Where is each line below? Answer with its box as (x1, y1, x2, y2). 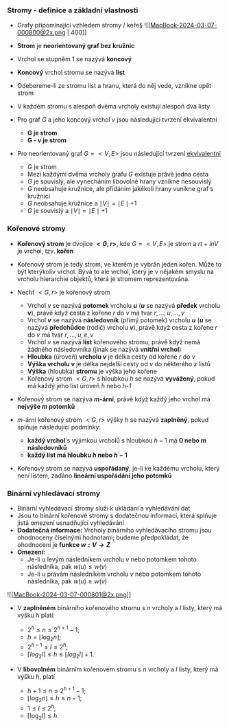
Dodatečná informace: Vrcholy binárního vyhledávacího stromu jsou (16, 526, 212, 534)
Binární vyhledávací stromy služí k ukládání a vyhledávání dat (16, 504, 191, 512)
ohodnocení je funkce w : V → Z (16, 540, 111, 548)
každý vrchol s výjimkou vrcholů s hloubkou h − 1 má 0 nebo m (27, 436, 207, 445)
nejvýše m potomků (16, 402, 75, 410)
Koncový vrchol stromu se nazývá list (16, 68, 125, 77)
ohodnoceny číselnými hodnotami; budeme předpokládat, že (16, 533, 189, 541)
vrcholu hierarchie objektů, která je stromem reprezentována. (16, 274, 190, 283)
